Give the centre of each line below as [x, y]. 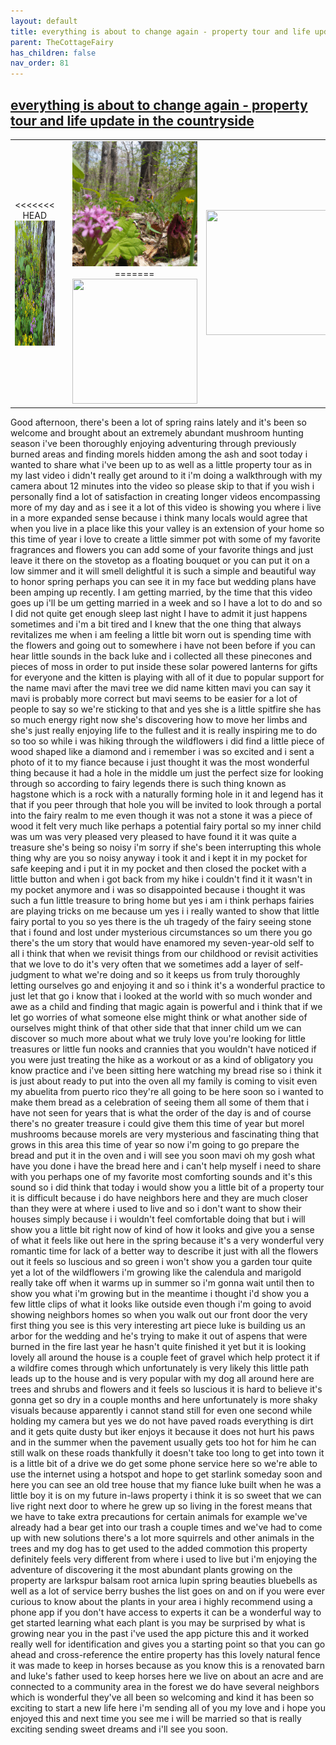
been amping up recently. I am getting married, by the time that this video [161, 592]
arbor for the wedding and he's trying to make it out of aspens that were [159, 1336]
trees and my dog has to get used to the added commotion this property [159, 1549]
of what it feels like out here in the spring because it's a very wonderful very [167, 1241]
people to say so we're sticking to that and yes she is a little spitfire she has [166, 709]
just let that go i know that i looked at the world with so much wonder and [161, 996]
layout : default [44, 21]
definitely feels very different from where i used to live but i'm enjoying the [164, 1559]
